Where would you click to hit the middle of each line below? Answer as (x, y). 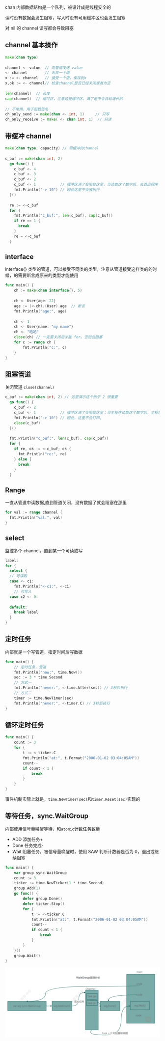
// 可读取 (18, 576)
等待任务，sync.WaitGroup (47, 816)
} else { (23, 459)
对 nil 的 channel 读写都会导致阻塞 (40, 28)
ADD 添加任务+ (27, 839)
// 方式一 (23, 683)
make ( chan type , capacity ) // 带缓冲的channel (52, 148)
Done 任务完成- (28, 845)
